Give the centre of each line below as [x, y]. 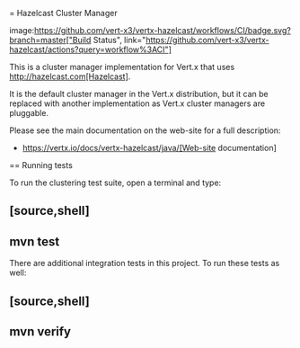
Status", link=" [119, 40]
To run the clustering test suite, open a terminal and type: [115, 183]
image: [22, 30]
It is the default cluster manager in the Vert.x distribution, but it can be [139, 94]
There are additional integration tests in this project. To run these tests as [145, 263]
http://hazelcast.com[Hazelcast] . [70, 76]
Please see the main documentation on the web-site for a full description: [145, 130]
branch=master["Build [50, 40]
